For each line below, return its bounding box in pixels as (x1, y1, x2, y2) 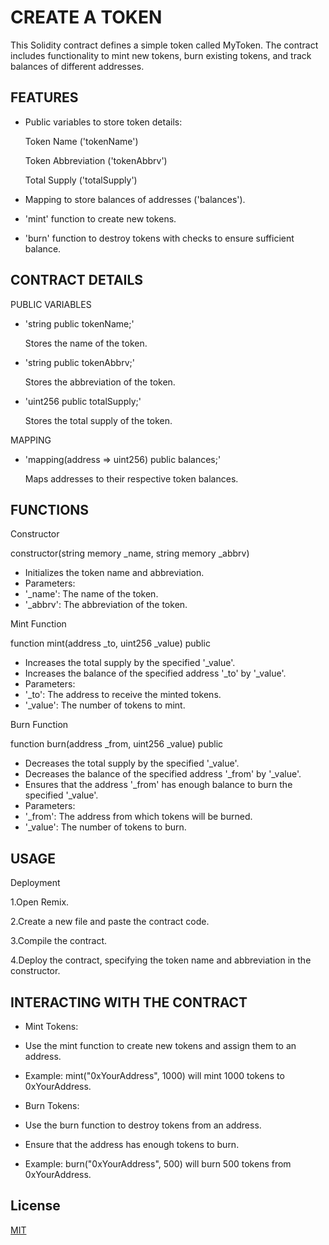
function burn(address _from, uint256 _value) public (10, 738, 224, 750)
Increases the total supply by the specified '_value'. (24, 657, 236, 669)
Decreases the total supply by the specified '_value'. (24, 757, 240, 770)
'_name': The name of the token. (24, 588, 159, 600)
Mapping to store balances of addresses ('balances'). (24, 193, 246, 205)
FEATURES (10, 89, 79, 106)
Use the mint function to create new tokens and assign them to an (24, 1040, 297, 1051)
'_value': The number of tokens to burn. (24, 821, 187, 833)
